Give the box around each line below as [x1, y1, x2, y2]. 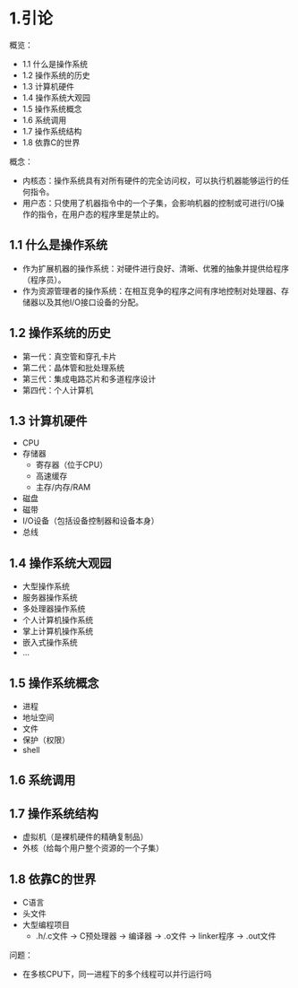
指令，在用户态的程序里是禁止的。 [38, 208, 164, 220]
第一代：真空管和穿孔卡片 [21, 351, 117, 361]
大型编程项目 [21, 920, 70, 931]
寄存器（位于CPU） [35, 459, 108, 471]
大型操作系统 [21, 581, 70, 592]
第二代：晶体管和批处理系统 [21, 362, 125, 373]
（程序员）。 [21, 274, 66, 285]
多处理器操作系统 [21, 603, 86, 614]
